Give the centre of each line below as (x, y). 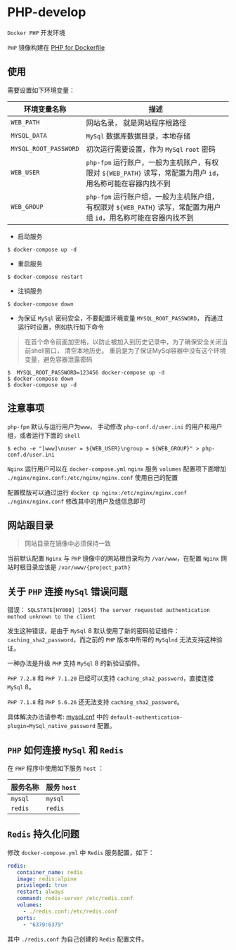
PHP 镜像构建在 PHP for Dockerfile (56, 47)
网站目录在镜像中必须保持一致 (67, 544)
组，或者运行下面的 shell (44, 435)
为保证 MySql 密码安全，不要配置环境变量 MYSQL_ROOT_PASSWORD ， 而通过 (120, 318)
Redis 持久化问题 (43, 834)
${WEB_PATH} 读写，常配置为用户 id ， (162, 173)
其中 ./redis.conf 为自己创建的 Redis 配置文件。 (78, 939)
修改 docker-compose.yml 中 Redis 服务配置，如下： (81, 852)
